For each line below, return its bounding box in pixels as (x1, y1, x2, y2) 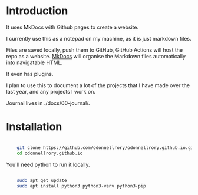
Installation (6, 120, 62, 134)
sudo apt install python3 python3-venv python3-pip (16, 183, 146, 189)
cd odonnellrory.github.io (16, 150, 83, 156)
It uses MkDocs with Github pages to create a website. (6, 24, 139, 31)
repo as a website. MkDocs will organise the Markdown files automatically (6, 52, 186, 60)
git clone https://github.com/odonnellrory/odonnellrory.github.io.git (16, 144, 196, 151)
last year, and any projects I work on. (6, 88, 96, 95)
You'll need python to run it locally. (6, 161, 90, 168)
